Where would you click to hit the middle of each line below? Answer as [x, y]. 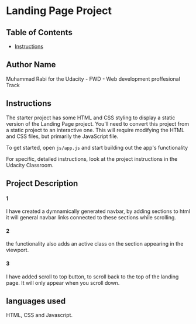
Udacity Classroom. [30, 165]
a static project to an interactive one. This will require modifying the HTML [95, 130]
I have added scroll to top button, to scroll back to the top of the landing [92, 277]
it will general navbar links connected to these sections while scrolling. [91, 218]
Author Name [31, 65]
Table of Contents [39, 32]
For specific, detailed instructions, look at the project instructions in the [92, 158]
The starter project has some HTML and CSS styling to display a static [91, 118]
